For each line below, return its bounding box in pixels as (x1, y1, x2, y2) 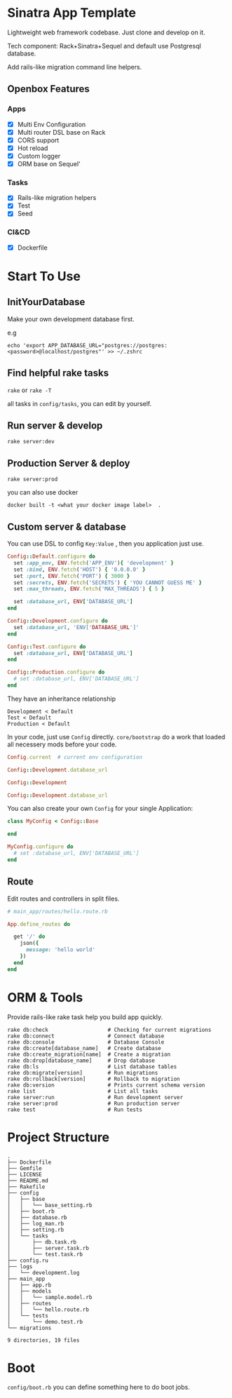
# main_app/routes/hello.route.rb (7, 908, 109, 915)
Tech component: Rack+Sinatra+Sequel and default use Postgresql (7, 41, 201, 50)
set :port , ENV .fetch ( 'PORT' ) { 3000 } (13, 572, 130, 579)
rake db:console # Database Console (7, 1038, 165, 1046)
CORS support (17, 135, 60, 144)
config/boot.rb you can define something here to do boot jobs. (7, 1383, 191, 1392)
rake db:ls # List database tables (7, 1063, 177, 1070)
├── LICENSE (7, 1171, 42, 1178)
